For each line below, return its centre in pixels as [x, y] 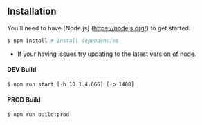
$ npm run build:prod [38, 114]
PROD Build [24, 100]
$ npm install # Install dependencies [63, 41]
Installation [32, 11]
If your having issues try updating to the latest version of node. [107, 54]
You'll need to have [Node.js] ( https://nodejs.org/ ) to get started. [99, 28]
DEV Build [22, 70]
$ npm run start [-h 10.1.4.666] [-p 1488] [71, 84]
